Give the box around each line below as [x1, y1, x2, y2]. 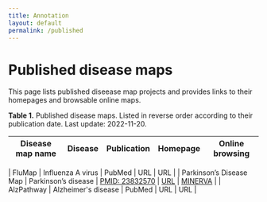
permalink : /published [8, 26, 83, 34]
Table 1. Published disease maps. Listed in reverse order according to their [8, 111, 253, 120]
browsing [213, 148, 250, 159]
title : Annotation [8, 11, 69, 20]
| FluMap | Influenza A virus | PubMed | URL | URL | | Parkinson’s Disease [8, 168, 248, 177]
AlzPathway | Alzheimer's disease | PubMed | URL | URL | [8, 185, 197, 195]
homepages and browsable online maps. [8, 95, 141, 105]
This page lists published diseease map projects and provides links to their [8, 87, 253, 96]
